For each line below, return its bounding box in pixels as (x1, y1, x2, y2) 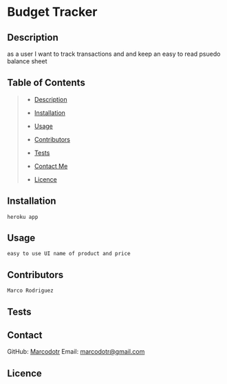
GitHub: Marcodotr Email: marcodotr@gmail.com (7, 348, 145, 356)
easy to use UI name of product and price (7, 250, 131, 257)
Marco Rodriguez (7, 287, 54, 295)
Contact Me (34, 162, 68, 170)
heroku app (7, 213, 39, 220)
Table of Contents (7, 77, 86, 89)
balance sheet (7, 57, 47, 65)
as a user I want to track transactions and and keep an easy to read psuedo (7, 50, 221, 58)
